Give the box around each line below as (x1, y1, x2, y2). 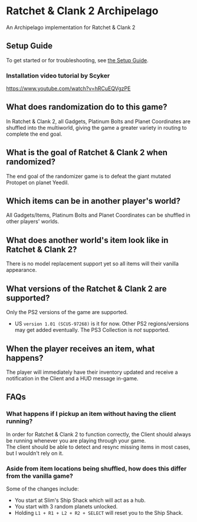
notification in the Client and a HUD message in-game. (6, 374, 139, 382)
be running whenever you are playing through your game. (6, 437, 146, 444)
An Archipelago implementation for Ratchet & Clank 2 (6, 24, 136, 31)
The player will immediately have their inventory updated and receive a (6, 369, 178, 376)
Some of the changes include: (6, 485, 79, 492)
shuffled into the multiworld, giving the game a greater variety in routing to (6, 124, 187, 131)
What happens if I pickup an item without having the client (6, 410, 176, 418)
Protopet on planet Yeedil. (6, 179, 69, 186)
